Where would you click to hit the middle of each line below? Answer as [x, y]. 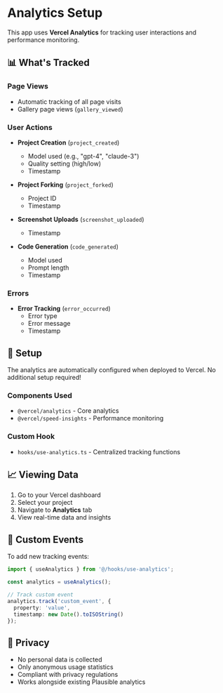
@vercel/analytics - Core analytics [68, 411]
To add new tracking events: [48, 557]
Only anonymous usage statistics [65, 667]
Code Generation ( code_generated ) [68, 246]
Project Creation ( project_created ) [68, 143]
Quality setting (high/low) [65, 164]
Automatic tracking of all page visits [69, 101]
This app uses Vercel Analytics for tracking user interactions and [102, 32]
